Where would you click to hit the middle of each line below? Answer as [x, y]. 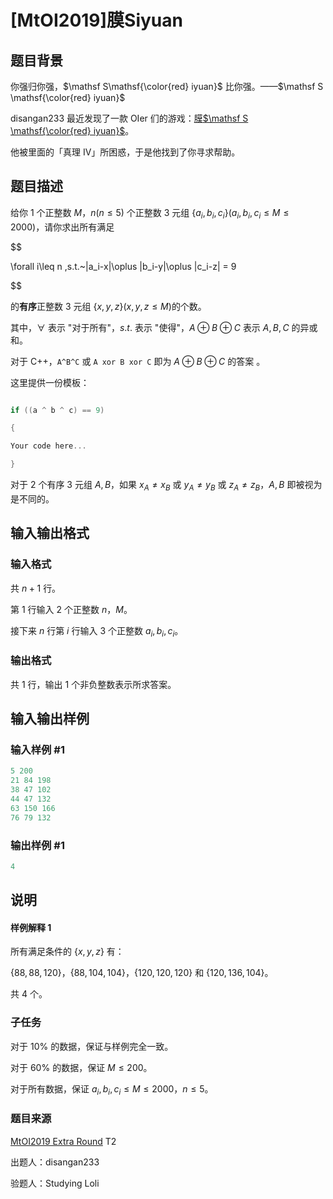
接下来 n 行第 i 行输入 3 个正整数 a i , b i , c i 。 [97, 631]
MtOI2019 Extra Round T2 [63, 1141]
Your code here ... [48, 446]
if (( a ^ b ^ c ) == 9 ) [57, 410]
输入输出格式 [50, 533]
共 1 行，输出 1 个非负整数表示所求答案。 [93, 684]
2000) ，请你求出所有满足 [62, 227]
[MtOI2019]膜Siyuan [96, 20]
